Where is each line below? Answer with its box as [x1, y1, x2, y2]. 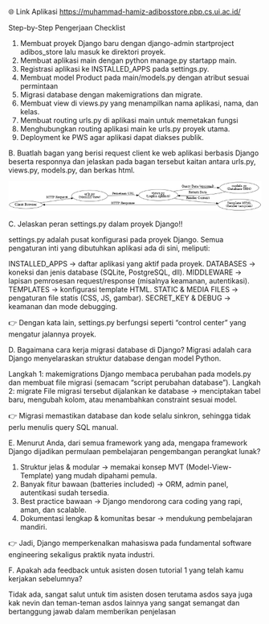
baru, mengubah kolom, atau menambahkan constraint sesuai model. [8, 395, 238, 405]
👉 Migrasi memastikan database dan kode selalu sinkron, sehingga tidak [8, 411, 251, 421]
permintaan [19, 81, 59, 91]
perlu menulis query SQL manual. [8, 423, 119, 432]
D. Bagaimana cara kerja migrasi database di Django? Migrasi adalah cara [8, 345, 251, 355]
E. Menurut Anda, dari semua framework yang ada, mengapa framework [8, 438, 248, 448]
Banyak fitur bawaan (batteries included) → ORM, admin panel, [19, 479, 229, 490]
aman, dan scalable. [19, 505, 87, 514]
